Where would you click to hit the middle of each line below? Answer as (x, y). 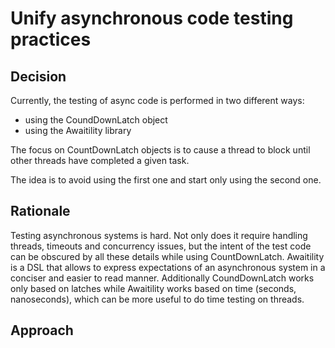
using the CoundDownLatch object (96, 120)
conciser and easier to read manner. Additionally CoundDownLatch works (162, 278)
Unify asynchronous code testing (152, 18)
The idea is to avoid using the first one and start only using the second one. (166, 180)
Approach (42, 330)
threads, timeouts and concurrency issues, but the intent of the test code (161, 246)
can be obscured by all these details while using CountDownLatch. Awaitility (167, 256)
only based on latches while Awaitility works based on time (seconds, (153, 288)
